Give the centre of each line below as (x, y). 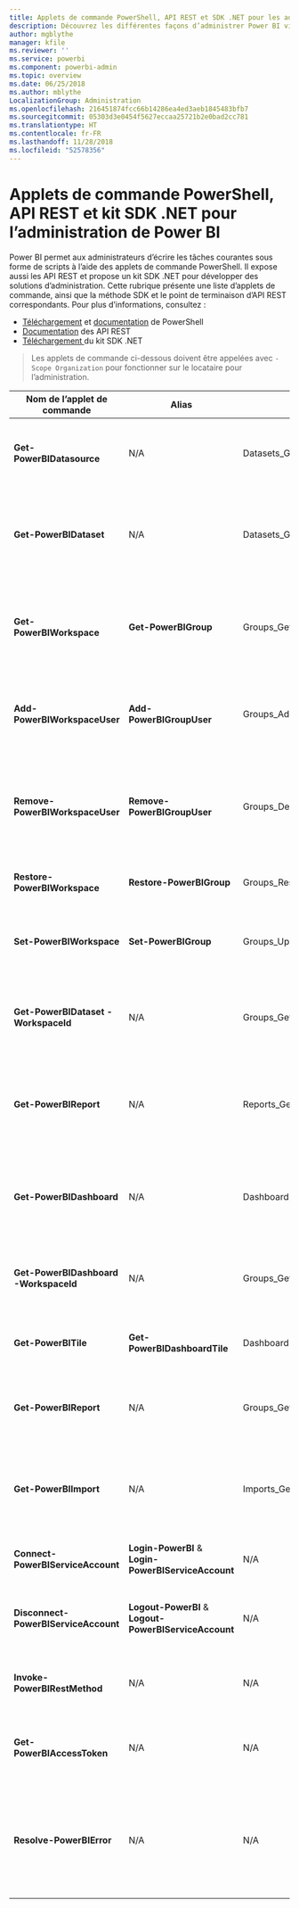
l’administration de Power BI (115, 232)
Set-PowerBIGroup (170, 941)
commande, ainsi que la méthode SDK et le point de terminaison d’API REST (148, 294)
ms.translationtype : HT (53, 126)
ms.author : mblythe (45, 92)
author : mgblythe (41, 34)
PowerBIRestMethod (58, 1689)
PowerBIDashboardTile (178, 1348)
